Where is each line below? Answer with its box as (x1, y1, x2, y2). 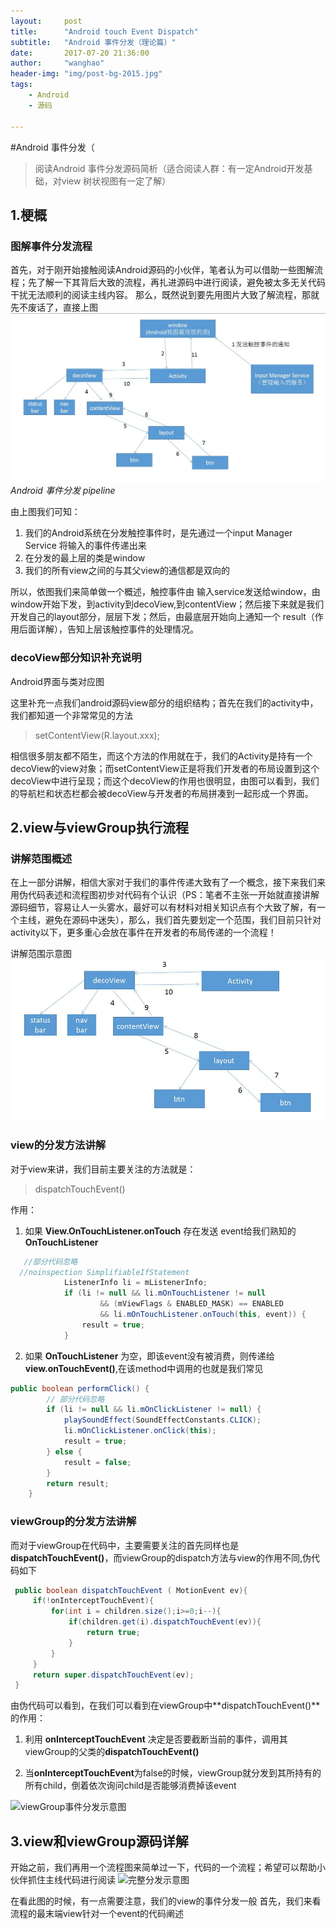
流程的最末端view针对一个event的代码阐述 (10, 1908, 185, 1920)
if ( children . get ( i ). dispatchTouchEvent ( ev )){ (68, 1617, 262, 1627)
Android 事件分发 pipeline (10, 485, 116, 497)
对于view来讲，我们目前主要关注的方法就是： (10, 1163, 197, 1175)
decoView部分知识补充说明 (10, 651, 142, 665)
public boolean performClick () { (10, 1383, 150, 1394)
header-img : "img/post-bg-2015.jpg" (10, 69, 163, 79)
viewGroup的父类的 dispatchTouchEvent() (24, 1746, 200, 1758)
